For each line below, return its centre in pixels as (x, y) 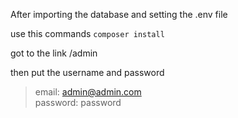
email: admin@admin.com (88, 92)
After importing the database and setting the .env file (119, 14)
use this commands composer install (87, 33)
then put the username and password (87, 72)
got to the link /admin (54, 53)
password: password (78, 102)
